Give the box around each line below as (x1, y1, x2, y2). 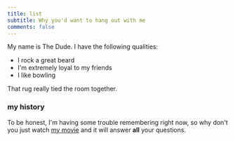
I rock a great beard (17, 56, 75, 65)
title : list (7, 10, 42, 18)
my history (7, 102, 45, 112)
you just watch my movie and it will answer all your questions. (7, 126, 187, 134)
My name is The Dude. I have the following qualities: (7, 43, 159, 51)
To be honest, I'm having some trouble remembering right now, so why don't (7, 118, 228, 126)
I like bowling (17, 71, 56, 79)
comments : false (7, 23, 55, 30)
